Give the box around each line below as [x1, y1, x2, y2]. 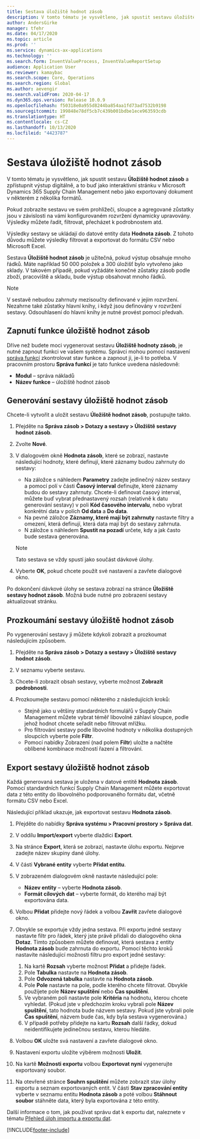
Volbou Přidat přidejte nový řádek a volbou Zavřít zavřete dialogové [15, 908, 182, 915]
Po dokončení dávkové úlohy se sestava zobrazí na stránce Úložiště [7, 586, 174, 593]
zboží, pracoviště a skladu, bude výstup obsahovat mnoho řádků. [7, 273, 167, 280]
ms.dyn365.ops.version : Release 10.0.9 [7, 97, 106, 103]
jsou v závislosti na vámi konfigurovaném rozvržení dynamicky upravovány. [7, 212, 192, 219]
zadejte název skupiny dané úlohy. [15, 850, 100, 857]
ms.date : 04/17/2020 [7, 31, 58, 37]
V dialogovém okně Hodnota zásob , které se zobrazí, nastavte [15, 452, 169, 459]
